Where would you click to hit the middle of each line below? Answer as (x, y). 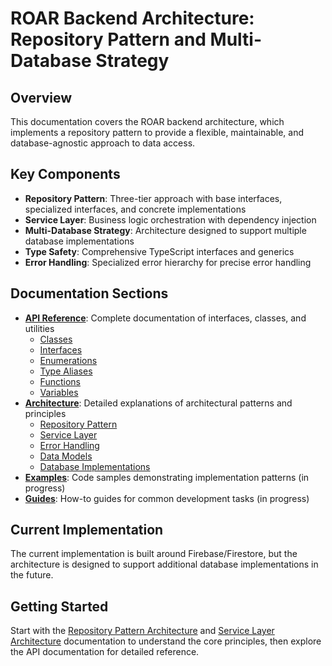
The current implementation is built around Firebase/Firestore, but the (154, 554)
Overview (41, 97)
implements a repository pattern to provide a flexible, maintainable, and (157, 132)
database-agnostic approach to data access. (103, 143)
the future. (32, 575)
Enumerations (68, 360)
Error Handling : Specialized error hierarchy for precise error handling (168, 262)
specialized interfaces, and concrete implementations (135, 209)
